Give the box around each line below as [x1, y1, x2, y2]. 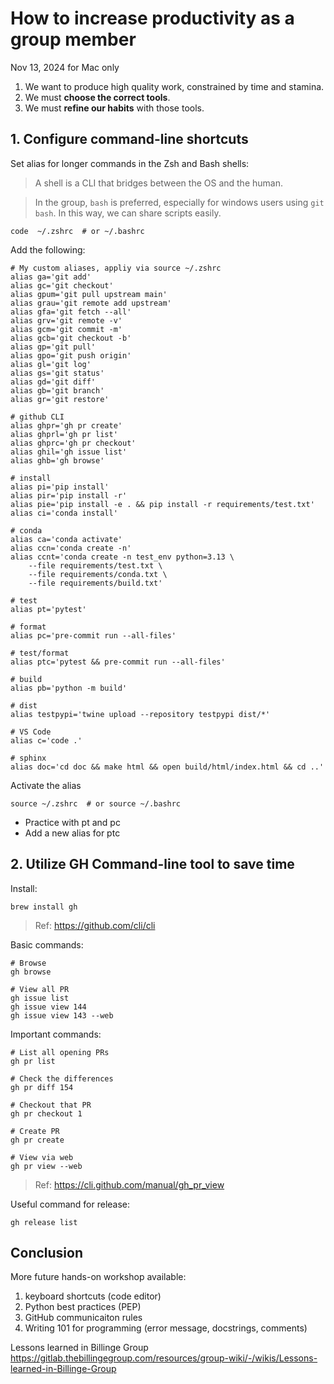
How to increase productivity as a [10, 7, 295, 30]
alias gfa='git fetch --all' [10, 307, 132, 317]
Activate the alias [10, 779, 82, 791]
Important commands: [10, 1028, 102, 1040]
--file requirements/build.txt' [28, 578, 163, 588]
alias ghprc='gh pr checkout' [10, 438, 137, 448]
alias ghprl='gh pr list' [10, 429, 118, 439]
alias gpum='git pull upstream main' [10, 289, 168, 299]
